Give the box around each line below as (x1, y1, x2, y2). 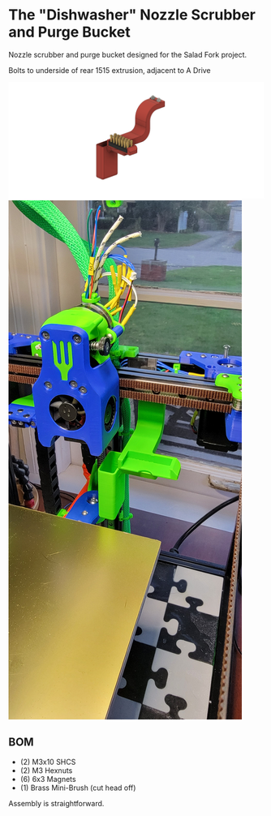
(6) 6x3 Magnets (19, 774, 76, 784)
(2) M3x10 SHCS (19, 757, 76, 767)
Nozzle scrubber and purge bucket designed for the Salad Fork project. (8, 49, 247, 59)
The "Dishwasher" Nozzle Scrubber (8, 6, 256, 24)
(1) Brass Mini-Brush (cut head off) (19, 783, 136, 792)
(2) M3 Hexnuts (19, 765, 73, 775)
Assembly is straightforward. (8, 798, 105, 808)
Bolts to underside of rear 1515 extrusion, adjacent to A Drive (8, 65, 211, 75)
